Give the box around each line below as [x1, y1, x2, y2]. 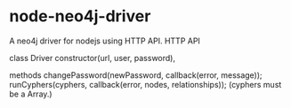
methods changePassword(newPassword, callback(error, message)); [9, 69, 263, 81]
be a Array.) [9, 89, 53, 99]
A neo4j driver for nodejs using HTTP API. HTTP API [9, 35, 200, 46]
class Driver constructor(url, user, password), [9, 52, 176, 63]
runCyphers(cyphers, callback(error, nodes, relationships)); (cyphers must [9, 79, 282, 89]
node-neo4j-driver [9, 6, 151, 27]
